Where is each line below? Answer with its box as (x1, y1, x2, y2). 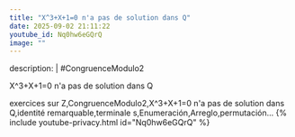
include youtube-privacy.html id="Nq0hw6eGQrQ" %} (9, 117, 210, 128)
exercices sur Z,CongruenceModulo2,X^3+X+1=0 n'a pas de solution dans (9, 98, 285, 109)
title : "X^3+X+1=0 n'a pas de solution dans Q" (9, 13, 192, 23)
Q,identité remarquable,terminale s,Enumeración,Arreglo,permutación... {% (9, 107, 288, 118)
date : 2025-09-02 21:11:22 (9, 22, 111, 31)
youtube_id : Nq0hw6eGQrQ (9, 30, 103, 39)
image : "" (9, 38, 47, 48)
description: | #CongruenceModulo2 (9, 63, 145, 74)
